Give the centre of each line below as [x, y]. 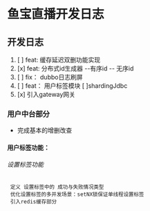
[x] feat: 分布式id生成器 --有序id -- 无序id [75, 68]
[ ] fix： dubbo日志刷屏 [50, 77]
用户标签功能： [28, 147]
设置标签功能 [25, 165]
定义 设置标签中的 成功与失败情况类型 [57, 187]
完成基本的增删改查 [45, 130]
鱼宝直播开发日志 [56, 14]
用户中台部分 [29, 113]
